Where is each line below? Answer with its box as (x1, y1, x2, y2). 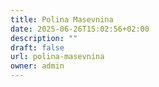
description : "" (10, 33, 78, 43)
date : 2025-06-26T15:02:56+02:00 (10, 24, 150, 34)
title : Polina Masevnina (10, 14, 114, 25)
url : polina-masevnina (10, 52, 105, 62)
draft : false (10, 42, 65, 53)
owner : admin (10, 61, 65, 71)
